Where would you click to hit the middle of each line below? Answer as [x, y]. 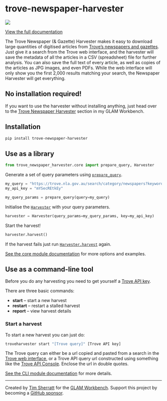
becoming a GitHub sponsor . [34, 393]
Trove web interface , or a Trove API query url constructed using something [82, 359]
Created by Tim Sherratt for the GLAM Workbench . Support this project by [81, 388]
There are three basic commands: [40, 291]
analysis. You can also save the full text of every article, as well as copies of [83, 62]
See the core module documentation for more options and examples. [76, 253]
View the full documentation [34, 32]
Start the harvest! [23, 225]
